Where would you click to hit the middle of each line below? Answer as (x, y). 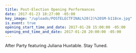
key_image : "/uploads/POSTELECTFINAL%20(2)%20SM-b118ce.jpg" (69, 18)
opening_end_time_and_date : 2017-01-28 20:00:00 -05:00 (63, 32)
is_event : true (21, 23)
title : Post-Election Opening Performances (50, 9)
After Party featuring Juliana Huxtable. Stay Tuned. (57, 46)
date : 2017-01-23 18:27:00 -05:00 (40, 14)
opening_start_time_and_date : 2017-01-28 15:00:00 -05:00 (65, 27)
